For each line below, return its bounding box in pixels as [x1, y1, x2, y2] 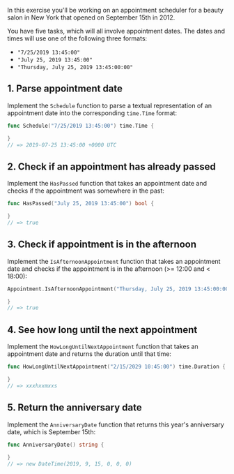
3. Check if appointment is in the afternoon [7, 239, 197, 251]
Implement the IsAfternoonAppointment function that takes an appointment [7, 257, 221, 265]
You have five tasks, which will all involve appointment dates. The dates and [7, 27, 225, 35]
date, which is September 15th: [7, 427, 96, 436]
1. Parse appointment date [7, 83, 123, 95]
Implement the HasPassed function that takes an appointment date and [7, 179, 208, 188]
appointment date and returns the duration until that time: [7, 350, 172, 358]
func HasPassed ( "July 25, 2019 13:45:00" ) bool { [7, 200, 155, 207]
